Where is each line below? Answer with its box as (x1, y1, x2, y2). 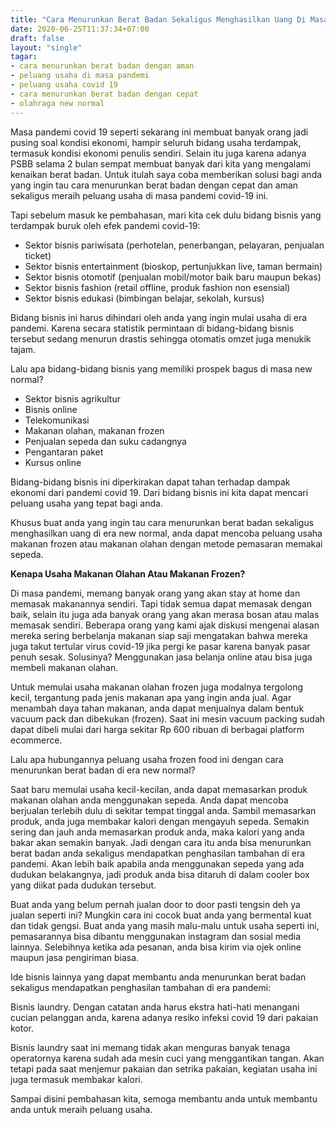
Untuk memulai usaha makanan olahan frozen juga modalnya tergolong (10, 681, 304, 693)
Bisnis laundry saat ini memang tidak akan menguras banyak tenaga (10, 1041, 291, 1053)
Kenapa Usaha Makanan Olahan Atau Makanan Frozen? (10, 567, 246, 580)
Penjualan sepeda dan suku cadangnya (24, 435, 187, 447)
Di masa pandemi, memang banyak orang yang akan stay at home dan (10, 587, 301, 599)
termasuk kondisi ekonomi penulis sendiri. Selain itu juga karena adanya (10, 147, 307, 159)
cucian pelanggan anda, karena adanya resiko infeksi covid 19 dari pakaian (10, 1011, 319, 1023)
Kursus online (24, 456, 82, 468)
